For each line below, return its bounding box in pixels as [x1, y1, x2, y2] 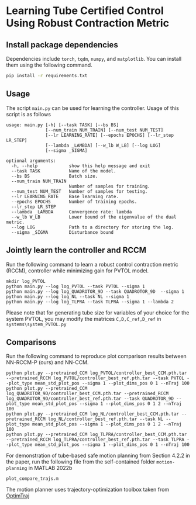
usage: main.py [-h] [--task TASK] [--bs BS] [6, 122, 119, 128]
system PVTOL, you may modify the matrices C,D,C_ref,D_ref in [6, 315, 161, 322]
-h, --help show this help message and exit [11, 162, 150, 169]
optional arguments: [6, 158, 57, 164]
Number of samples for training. [68, 183, 150, 189]
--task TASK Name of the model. [11, 168, 116, 174]
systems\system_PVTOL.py [6, 321, 67, 327]
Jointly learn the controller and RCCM [6, 245, 147, 255]
